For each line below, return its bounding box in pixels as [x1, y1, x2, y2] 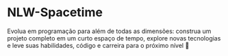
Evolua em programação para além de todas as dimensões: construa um [7, 27, 212, 35]
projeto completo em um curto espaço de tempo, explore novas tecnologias [7, 34, 221, 42]
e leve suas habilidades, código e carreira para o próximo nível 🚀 [7, 41, 190, 49]
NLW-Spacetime [7, 5, 103, 20]
